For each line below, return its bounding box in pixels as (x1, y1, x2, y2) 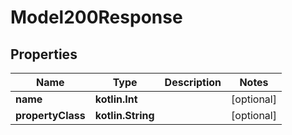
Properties (10, 46, 78, 63)
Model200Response (10, 6, 183, 29)
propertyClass (15, 109, 86, 122)
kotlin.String (94, 109, 155, 122)
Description (164, 76, 222, 89)
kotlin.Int (94, 92, 138, 106)
